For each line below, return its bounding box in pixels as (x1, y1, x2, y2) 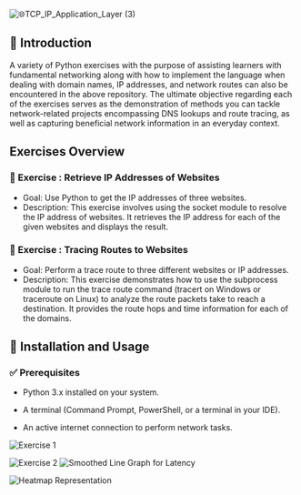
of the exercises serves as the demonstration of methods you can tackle (9, 98, 280, 109)
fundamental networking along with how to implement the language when (9, 69, 286, 80)
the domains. (22, 312, 72, 323)
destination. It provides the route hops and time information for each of (22, 303, 289, 314)
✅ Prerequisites (9, 367, 80, 379)
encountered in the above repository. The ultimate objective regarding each (9, 88, 293, 99)
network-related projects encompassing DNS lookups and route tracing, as (9, 107, 291, 118)
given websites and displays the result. (22, 221, 169, 232)
